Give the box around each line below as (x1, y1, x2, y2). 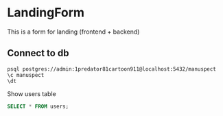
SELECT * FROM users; (7, 103, 69, 110)
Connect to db (7, 47, 69, 59)
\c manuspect (7, 71, 45, 78)
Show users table (7, 89, 56, 97)
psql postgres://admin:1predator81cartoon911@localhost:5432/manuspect (7, 65, 216, 73)
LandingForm (7, 5, 84, 21)
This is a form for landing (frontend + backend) (7, 27, 140, 36)
